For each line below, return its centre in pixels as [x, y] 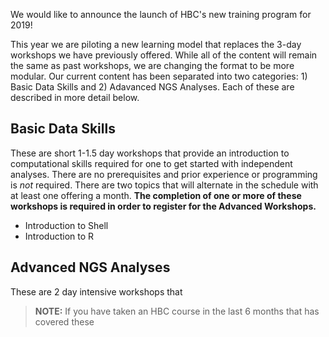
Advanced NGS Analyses [90, 267]
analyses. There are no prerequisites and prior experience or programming [164, 174]
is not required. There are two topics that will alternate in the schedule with [164, 185]
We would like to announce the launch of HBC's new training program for [161, 14]
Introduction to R [59, 236]
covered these [64, 321]
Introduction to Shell [66, 225]
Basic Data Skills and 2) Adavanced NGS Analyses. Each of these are [152, 87]
